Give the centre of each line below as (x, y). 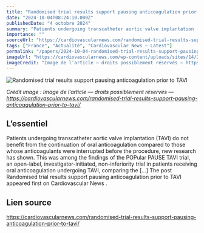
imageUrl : (19, 57)
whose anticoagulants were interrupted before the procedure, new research (101, 151)
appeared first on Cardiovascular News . (57, 183)
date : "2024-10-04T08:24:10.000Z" (50, 18)
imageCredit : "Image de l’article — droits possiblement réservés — (95, 62)
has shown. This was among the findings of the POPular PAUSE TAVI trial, (98, 158)
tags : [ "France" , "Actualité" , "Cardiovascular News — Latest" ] (89, 46)
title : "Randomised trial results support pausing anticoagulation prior (102, 12)
